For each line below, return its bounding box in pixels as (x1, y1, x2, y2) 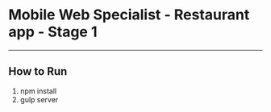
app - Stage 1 (8, 23, 98, 41)
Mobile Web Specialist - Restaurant (8, 6, 250, 24)
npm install (19, 86, 57, 96)
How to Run (8, 64, 68, 78)
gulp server (19, 94, 59, 104)
